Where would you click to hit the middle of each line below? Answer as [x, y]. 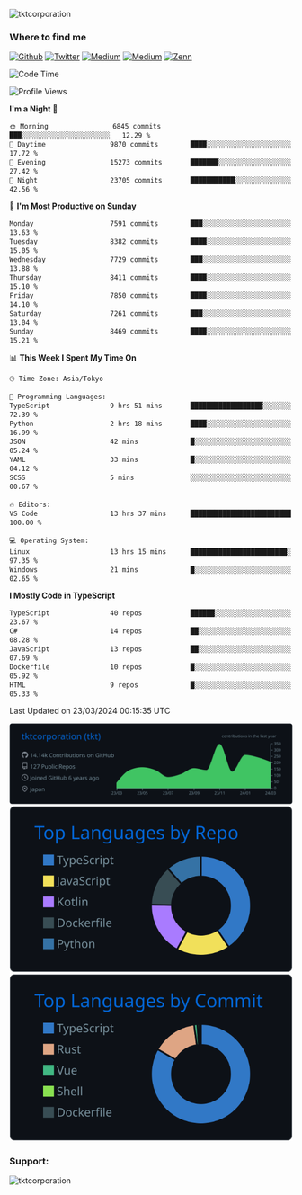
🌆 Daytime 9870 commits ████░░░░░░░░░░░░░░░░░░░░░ [151, 145]
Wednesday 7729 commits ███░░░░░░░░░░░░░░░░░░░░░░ [151, 260]
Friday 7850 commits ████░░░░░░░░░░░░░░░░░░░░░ [151, 296]
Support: [29, 1161]
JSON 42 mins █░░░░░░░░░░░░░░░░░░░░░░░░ [151, 442]
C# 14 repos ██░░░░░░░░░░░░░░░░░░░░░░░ [151, 631]
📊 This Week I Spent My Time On [73, 358]
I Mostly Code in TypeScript [62, 596]
